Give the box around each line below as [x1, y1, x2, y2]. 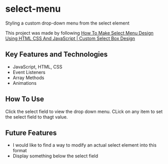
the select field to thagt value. [5, 113, 68, 120]
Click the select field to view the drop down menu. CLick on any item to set [5, 108, 163, 114]
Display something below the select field [12, 153, 99, 159]
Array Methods [12, 75, 44, 81]
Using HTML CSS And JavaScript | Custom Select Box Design [5, 35, 135, 41]
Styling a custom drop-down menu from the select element [5, 20, 130, 26]
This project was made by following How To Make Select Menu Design [5, 30, 154, 36]
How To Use [5, 95, 44, 104]
